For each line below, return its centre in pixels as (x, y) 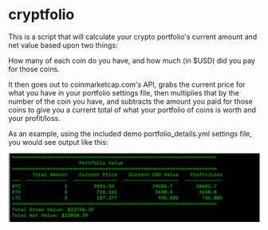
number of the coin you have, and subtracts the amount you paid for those (130, 101)
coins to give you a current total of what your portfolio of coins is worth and (132, 110)
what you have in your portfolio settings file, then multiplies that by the (124, 92)
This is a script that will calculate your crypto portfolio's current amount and (133, 37)
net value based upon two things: (63, 45)
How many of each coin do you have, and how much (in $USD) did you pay (132, 60)
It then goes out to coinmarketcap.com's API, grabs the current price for (127, 84)
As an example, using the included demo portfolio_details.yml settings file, (130, 134)
